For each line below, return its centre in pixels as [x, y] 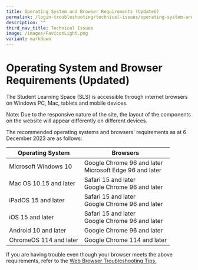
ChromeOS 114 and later [44, 240]
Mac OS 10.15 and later [42, 183]
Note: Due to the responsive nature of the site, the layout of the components [99, 114]
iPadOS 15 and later [37, 200]
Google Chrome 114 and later [125, 240]
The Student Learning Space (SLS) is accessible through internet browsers [97, 96]
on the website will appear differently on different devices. [77, 121]
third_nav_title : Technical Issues [50, 28]
